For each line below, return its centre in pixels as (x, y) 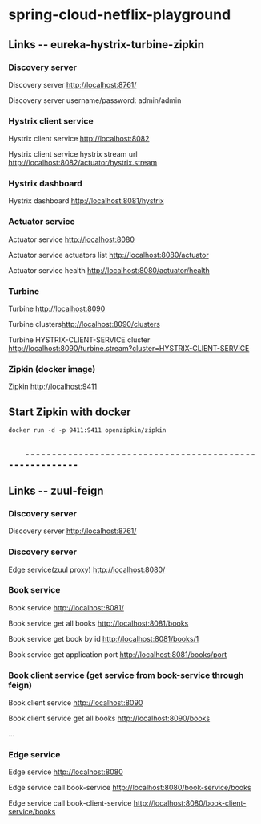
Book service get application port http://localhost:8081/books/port (117, 654)
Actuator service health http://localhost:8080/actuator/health (109, 270)
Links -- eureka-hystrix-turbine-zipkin (106, 45)
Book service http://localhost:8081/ (66, 607)
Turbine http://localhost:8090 (57, 309)
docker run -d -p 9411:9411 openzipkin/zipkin (87, 430)
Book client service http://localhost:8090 (76, 703)
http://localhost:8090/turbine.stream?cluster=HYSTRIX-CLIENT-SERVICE (129, 349)
